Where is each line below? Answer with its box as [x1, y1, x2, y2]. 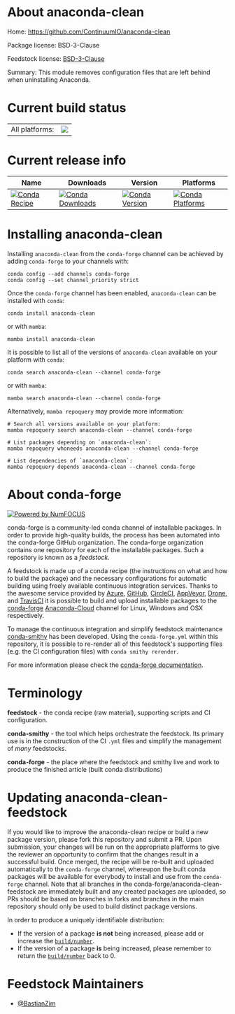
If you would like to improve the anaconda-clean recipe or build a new [7, 827, 208, 836]
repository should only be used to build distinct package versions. [7, 902, 197, 910]
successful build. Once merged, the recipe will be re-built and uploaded [7, 857, 215, 866]
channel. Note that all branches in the [24, 880, 133, 888]
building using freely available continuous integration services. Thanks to [7, 582, 218, 590]
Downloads [67, 178, 107, 188]
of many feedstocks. [7, 744, 67, 752]
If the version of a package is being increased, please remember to [17, 944, 211, 952]
